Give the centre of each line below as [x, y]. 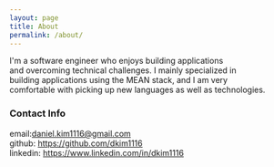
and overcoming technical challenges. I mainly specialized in [123, 70]
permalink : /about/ [46, 35]
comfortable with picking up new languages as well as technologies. [137, 90]
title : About [34, 26]
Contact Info [38, 113]
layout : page [34, 18]
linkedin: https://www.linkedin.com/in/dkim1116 [97, 152]
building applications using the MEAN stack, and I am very [119, 80]
